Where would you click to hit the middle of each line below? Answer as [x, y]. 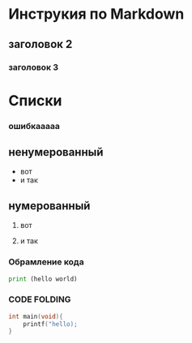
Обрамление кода [46, 262]
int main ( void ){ [36, 316]
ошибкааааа [34, 126]
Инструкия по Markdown [96, 14]
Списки [35, 100]
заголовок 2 [41, 44]
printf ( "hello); [51, 324]
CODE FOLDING [40, 299]
